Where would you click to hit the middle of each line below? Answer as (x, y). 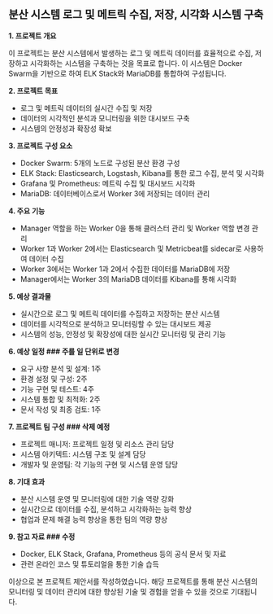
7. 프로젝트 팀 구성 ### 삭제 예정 (59, 427)
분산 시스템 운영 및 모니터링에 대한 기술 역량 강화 (97, 498)
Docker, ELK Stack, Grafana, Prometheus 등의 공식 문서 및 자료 (123, 554)
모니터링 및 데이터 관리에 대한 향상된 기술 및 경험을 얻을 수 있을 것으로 (119, 591)
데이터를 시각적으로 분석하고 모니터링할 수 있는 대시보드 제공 (116, 323)
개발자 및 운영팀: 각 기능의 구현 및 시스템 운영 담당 (99, 464)
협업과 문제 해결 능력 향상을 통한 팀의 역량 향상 (94, 519)
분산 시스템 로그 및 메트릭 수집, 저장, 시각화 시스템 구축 (136, 15)
